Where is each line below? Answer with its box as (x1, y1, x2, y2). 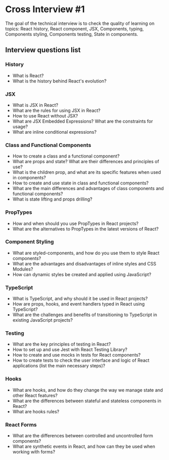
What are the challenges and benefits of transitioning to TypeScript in (12, 312, 157, 318)
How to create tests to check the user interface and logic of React (12, 357, 150, 363)
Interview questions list (5, 46, 81, 54)
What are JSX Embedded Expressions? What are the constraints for (12, 118, 153, 124)
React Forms (5, 421, 37, 428)
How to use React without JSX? (12, 112, 78, 119)
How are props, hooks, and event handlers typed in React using (12, 301, 145, 307)
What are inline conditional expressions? (12, 129, 97, 135)
